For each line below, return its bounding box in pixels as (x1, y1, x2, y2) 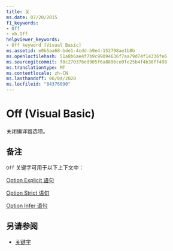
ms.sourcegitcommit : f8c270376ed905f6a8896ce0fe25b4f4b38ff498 (6, 59, 168, 65)
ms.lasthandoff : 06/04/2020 (6, 75, 77, 81)
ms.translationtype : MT (6, 64, 66, 71)
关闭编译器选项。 (6, 127, 48, 135)
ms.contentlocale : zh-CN (6, 70, 68, 76)
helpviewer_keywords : (6, 37, 60, 43)
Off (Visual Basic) (6, 107, 95, 120)
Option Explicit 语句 (6, 176, 54, 183)
